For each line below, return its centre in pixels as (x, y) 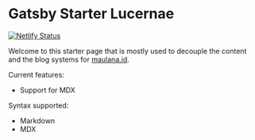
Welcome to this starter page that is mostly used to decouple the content (127, 51)
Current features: (37, 74)
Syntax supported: (39, 105)
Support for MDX (47, 90)
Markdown (37, 120)
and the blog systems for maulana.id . (69, 59)
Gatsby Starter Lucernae (91, 14)
